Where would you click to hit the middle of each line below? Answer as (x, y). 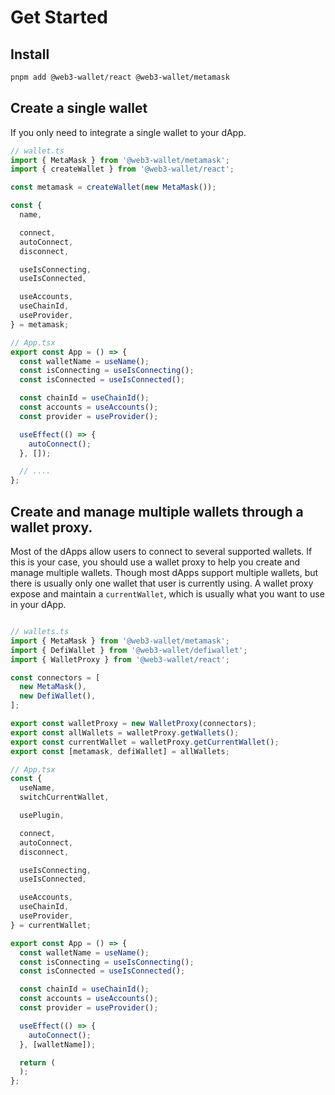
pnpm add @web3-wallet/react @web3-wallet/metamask (120, 77)
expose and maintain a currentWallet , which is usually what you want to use (167, 594)
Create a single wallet (79, 108)
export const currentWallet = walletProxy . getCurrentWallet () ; (145, 742)
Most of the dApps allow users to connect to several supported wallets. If (161, 551)
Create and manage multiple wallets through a (157, 511)
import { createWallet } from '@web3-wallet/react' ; (122, 169)
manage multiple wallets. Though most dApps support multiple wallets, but (164, 572)
